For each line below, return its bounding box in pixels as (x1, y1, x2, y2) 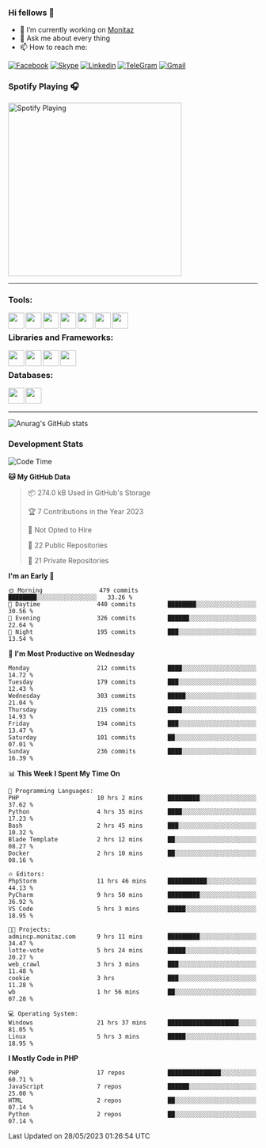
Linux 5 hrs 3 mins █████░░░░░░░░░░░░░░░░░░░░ (8, 1032, 257, 1040)
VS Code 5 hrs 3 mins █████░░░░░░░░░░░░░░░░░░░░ (8, 905, 257, 913)
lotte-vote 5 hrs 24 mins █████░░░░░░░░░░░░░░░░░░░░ (8, 946, 257, 954)
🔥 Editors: (8, 870, 45, 878)
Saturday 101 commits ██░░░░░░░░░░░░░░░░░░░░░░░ (8, 733, 257, 742)
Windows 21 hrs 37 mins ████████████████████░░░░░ (8, 1018, 257, 1027)
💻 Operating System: (8, 1009, 79, 1017)
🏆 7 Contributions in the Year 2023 (27, 506, 144, 516)
